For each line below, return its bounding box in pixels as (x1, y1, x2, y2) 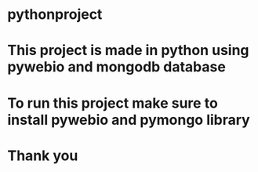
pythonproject (7, 5, 103, 24)
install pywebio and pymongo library (7, 111, 250, 129)
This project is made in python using (7, 42, 249, 60)
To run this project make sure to (7, 94, 219, 112)
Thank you (7, 147, 78, 164)
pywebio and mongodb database (7, 58, 227, 76)
